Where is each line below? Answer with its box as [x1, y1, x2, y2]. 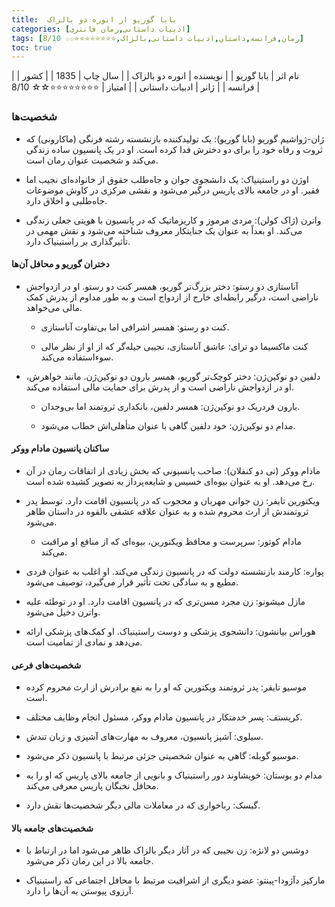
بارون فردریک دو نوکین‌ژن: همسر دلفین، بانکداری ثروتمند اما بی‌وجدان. [40, 400, 301, 412]
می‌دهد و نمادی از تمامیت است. [25, 636, 143, 648]
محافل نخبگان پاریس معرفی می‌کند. [25, 780, 159, 792]
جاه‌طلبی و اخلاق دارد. [25, 194, 108, 206]
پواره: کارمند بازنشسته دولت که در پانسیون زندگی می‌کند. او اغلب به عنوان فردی [25, 565, 324, 577]
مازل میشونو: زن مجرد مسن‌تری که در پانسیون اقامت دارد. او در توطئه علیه [25, 595, 306, 607]
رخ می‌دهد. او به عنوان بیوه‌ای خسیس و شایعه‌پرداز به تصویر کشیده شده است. [25, 475, 316, 487]
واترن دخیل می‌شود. [25, 606, 101, 618]
